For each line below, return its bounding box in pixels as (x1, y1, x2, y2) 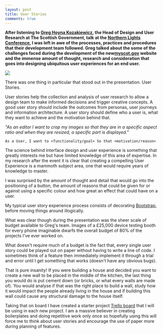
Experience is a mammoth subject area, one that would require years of (5, 163, 149, 169)
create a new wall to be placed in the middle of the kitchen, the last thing (5, 272, 151, 278)
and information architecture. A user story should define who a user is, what (5, 109, 158, 115)
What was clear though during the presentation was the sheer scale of (5, 217, 147, 223)
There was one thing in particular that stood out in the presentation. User (5, 79, 152, 85)
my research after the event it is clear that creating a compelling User (5, 158, 144, 164)
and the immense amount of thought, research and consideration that (5, 56, 150, 62)
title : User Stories (5, 12, 47, 17)
